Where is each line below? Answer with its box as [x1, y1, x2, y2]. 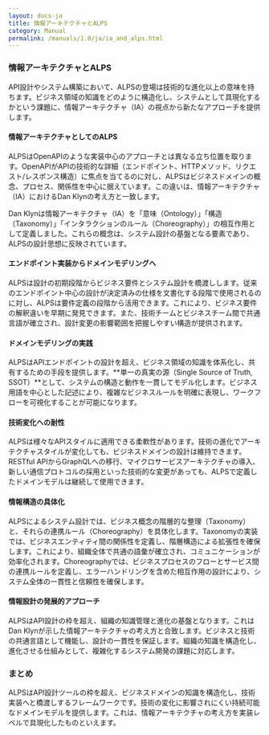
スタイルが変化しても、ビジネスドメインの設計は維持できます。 [35, 447, 247, 456]
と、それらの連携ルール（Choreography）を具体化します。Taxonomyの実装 [8, 526, 259, 536]
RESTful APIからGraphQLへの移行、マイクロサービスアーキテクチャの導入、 [8, 457, 260, 467]
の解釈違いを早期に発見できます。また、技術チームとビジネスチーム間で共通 [8, 308, 261, 317]
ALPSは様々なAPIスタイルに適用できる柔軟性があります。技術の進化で [8, 437, 241, 447]
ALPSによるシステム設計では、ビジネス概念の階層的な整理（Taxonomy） [8, 516, 251, 526]
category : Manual [8, 27, 67, 35]
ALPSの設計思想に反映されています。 [8, 239, 131, 248]
